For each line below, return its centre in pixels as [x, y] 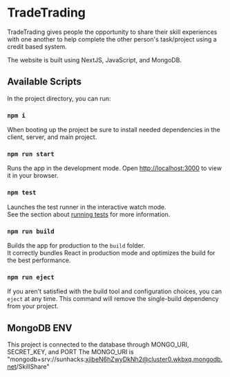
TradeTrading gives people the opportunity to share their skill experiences [112, 32]
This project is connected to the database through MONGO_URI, [98, 344]
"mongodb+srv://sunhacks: [46, 359]
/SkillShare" [33, 367]
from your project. [33, 306]
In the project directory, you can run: [59, 98]
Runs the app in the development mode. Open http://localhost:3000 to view [115, 168]
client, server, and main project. [52, 137]
